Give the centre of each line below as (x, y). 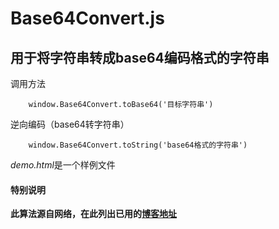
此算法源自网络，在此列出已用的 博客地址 (93, 214)
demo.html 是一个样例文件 (63, 165)
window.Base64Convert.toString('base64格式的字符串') (138, 145)
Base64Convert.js (87, 18)
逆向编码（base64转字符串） (70, 124)
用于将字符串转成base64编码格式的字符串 (140, 57)
